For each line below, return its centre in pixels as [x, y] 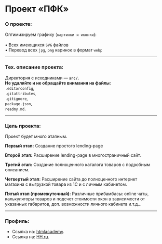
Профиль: [17, 221]
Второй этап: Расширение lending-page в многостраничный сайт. [73, 155]
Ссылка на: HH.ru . [31, 237]
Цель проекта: [23, 126]
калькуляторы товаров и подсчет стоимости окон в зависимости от [75, 199]
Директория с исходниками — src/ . [42, 78]
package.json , [19, 103]
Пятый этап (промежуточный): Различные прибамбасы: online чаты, [77, 194]
